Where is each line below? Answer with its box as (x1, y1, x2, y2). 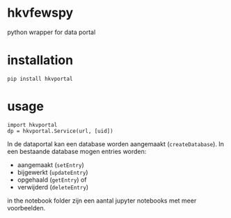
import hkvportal (7, 121, 58, 128)
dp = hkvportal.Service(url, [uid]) (7, 127, 113, 134)
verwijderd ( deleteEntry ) (17, 182, 89, 191)
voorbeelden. (7, 203, 46, 212)
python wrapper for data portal (7, 28, 96, 36)
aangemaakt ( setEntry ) (17, 160, 85, 169)
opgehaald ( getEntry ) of (17, 176, 87, 184)
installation (7, 52, 74, 68)
